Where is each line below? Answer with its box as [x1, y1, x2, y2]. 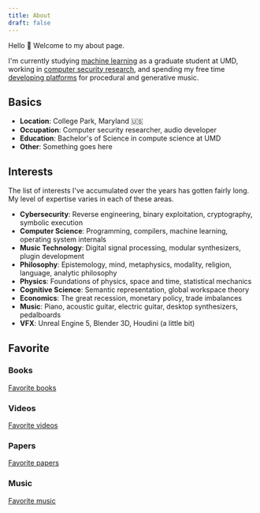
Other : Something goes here [19, 142, 113, 152]
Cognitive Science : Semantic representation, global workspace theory [19, 285, 250, 294]
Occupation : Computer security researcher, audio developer [19, 125, 217, 135]
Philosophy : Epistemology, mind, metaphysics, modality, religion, [19, 260, 232, 269]
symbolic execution [19, 218, 84, 227]
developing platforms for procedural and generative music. [8, 73, 199, 82]
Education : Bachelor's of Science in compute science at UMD [19, 133, 221, 143]
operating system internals [19, 234, 106, 245]
